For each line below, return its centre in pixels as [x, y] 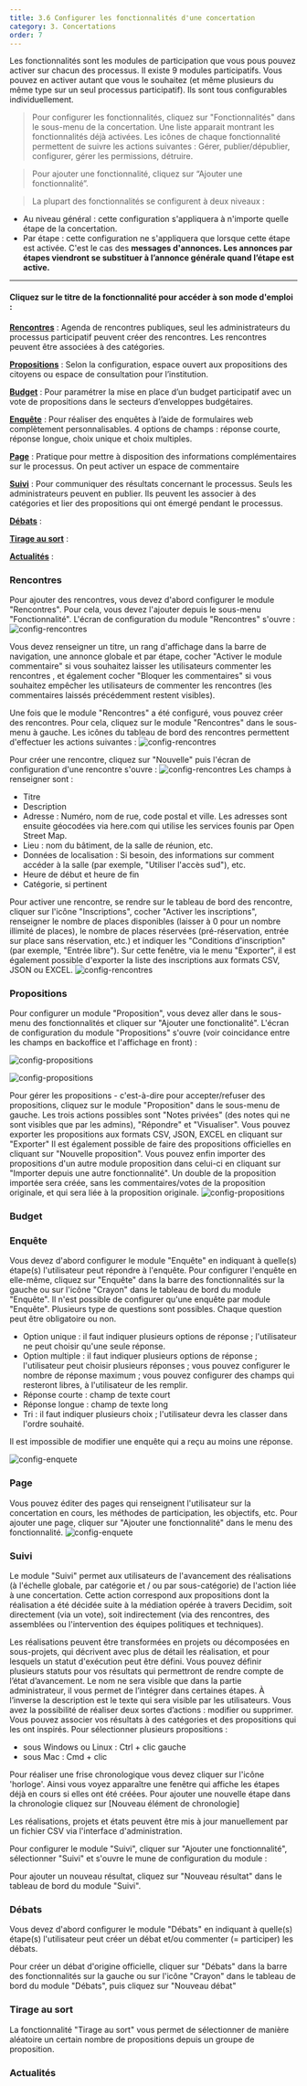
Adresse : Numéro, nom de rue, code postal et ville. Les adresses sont [155, 816]
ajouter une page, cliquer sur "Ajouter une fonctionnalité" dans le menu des [151, 1522]
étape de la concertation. [70, 228]
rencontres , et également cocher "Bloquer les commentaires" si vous [141, 675]
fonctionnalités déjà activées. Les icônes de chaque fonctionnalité [156, 137]
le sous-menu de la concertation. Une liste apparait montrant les [153, 127]
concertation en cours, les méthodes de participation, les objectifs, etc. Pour [153, 1512]
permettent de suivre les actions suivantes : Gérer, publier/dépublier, [161, 146]
